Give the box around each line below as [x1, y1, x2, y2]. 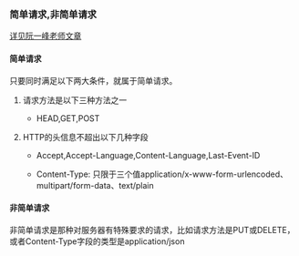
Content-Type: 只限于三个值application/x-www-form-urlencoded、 [36, 169, 289, 179]
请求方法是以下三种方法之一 [22, 94, 128, 106]
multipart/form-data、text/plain [36, 179, 155, 190]
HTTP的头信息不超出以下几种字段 [22, 131, 149, 142]
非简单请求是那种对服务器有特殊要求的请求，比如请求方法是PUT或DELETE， [9, 224, 295, 235]
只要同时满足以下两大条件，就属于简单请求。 [9, 75, 178, 86]
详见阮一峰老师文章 [9, 30, 82, 42]
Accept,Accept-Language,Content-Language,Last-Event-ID [36, 149, 261, 160]
